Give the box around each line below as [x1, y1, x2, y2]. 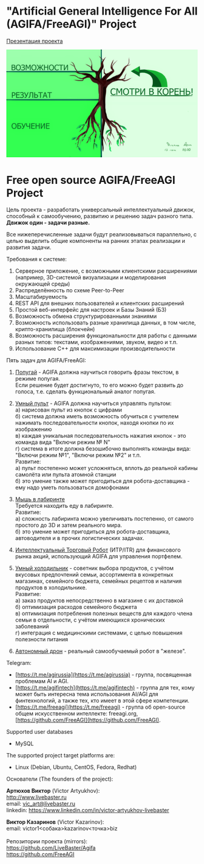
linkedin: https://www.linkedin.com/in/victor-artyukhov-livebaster [6, 807, 169, 814]
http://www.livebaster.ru [6, 793, 67, 801]
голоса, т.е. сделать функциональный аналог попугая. [15, 388, 156, 395]
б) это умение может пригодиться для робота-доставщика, [15, 528, 171, 535]
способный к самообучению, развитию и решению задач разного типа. [6, 212, 193, 220]
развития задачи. [6, 244, 52, 251]
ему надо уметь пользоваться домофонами [15, 484, 129, 491]
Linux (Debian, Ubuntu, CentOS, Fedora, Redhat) [15, 764, 137, 771]
